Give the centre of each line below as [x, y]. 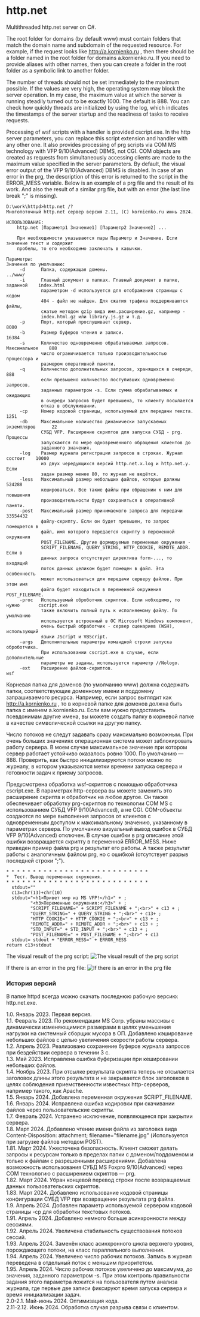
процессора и [22, 358]
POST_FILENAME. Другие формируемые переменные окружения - [116, 542]
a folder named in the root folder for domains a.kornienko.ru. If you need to [98, 58]
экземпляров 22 [32, 427]
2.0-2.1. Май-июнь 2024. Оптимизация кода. [63, 1301]
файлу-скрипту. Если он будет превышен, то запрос [105, 521]
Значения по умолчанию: [36, 264]
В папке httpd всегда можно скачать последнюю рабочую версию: [92, 996]
